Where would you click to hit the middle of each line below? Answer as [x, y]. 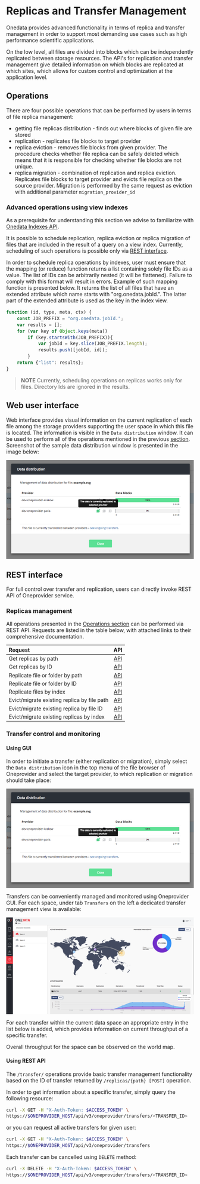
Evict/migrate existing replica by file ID [56, 708]
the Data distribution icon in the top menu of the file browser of [86, 768]
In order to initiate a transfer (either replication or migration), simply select [97, 761]
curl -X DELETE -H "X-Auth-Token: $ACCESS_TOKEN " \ [71, 1169]
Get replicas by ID [30, 667]
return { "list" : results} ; [50, 363]
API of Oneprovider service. [40, 596]
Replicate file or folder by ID [43, 683]
